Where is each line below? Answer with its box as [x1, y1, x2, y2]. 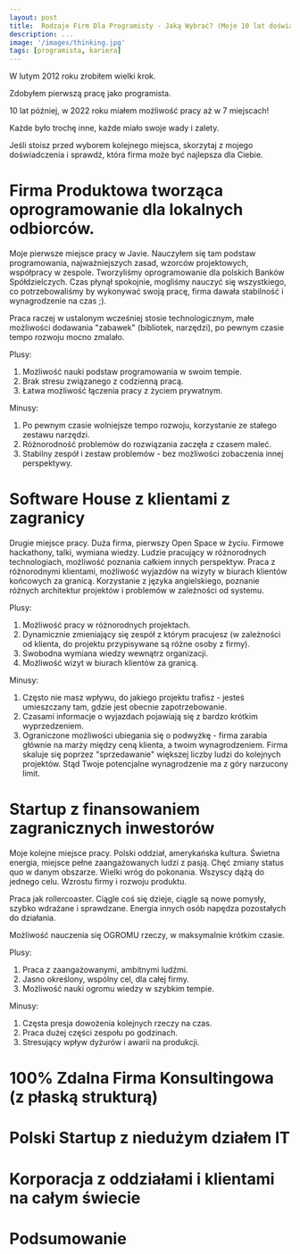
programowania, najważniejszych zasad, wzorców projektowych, [9, 258, 249, 269]
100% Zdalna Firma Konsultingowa [9, 1068, 274, 1089]
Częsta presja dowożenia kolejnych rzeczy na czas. [21, 1017, 212, 1028]
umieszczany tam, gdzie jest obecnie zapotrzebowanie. [21, 702, 228, 712]
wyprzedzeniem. [21, 720, 85, 731]
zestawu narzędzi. [21, 429, 90, 440]
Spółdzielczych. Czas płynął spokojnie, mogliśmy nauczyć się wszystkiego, [9, 277, 287, 287]
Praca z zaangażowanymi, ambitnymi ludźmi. [21, 964, 189, 975]
